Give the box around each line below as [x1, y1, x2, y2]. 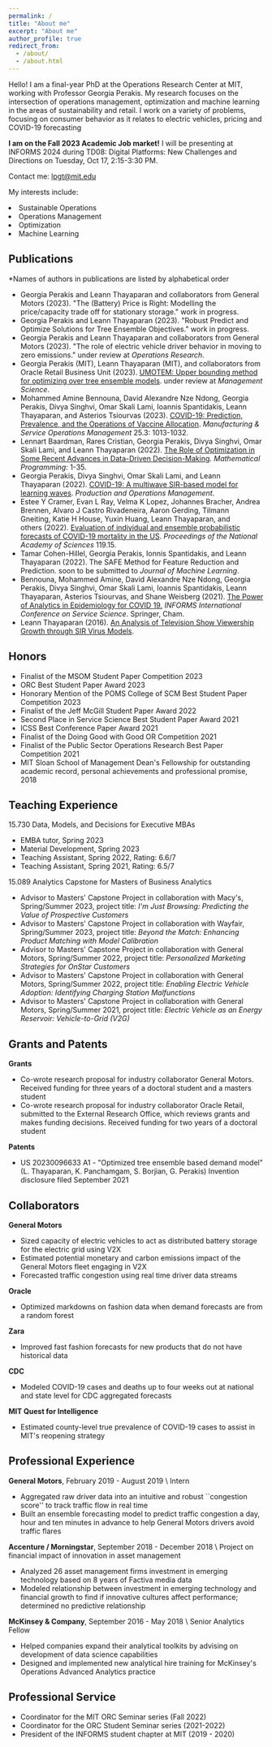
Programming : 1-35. [19, 462, 87, 472]
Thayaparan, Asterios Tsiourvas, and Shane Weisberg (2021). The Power [19, 591, 264, 601]
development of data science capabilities [19, 1650, 158, 1659]
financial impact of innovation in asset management [8, 1550, 181, 1560]
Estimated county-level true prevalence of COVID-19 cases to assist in [19, 1422, 256, 1432]
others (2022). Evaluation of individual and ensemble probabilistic [19, 522, 241, 532]
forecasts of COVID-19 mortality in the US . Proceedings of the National [19, 531, 258, 541]
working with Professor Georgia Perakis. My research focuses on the [8, 88, 240, 97]
